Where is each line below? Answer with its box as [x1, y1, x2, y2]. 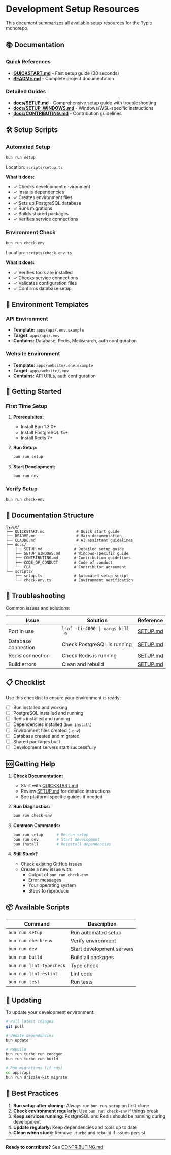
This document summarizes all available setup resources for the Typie [6, 20, 153, 26]
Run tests [71, 978, 93, 985]
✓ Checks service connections [13, 275, 78, 281]
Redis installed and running [13, 715, 71, 721]
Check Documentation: [13, 773, 63, 779]
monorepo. [6, 25, 29, 31]
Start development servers [71, 945, 134, 952]
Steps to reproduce [28, 887, 69, 894]
